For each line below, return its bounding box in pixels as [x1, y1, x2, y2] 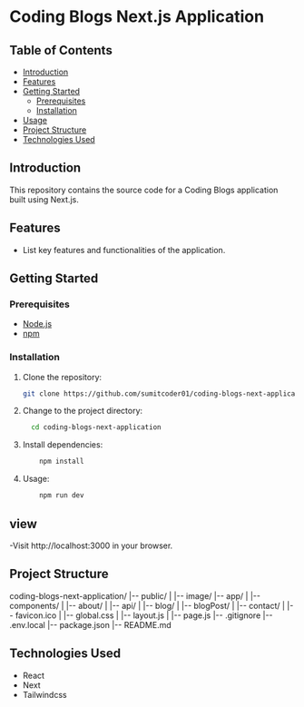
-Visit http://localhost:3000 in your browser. [9, 540, 173, 551]
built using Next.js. [9, 193, 79, 205]
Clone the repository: [22, 371, 103, 382]
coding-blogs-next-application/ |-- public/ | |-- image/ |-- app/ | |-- [9, 590, 261, 601]
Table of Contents [9, 43, 113, 58]
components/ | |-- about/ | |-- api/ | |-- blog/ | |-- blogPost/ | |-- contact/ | [9, 600, 286, 611]
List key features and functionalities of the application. [22, 244, 226, 255]
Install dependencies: [22, 439, 103, 450]
